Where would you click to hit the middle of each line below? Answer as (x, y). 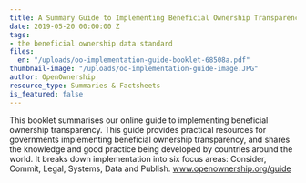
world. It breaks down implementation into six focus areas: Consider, (138, 158)
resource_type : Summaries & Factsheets (85, 86)
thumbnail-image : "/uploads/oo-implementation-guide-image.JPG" (134, 69)
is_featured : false (46, 94)
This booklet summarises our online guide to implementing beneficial (139, 120)
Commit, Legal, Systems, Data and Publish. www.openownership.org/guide (150, 168)
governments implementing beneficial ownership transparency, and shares (150, 139)
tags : (20, 35)
